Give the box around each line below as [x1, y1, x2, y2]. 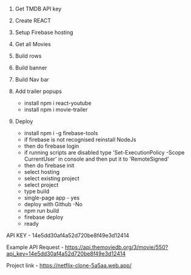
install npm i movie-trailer [24, 106, 88, 113]
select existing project [24, 175, 80, 182]
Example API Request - [6, 243, 64, 251]
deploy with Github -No [24, 201, 83, 207]
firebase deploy [24, 214, 64, 221]
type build [24, 188, 50, 195]
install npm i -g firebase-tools [24, 130, 98, 136]
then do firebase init [24, 162, 75, 169]
